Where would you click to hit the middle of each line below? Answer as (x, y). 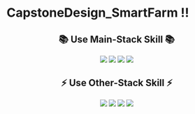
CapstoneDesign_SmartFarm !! (98, 13)
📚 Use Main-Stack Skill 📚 (117, 39)
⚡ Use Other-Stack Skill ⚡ (117, 83)
